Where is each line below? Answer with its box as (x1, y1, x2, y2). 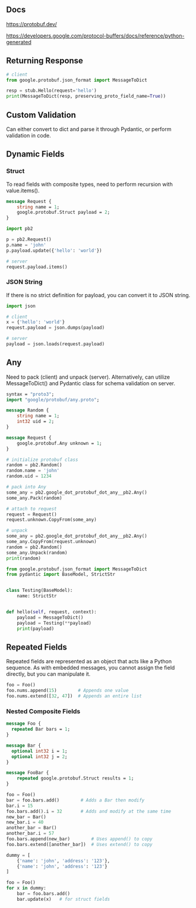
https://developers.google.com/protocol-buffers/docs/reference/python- (6, 32, 185, 39)
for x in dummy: (6, 885, 46, 891)
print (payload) (17, 625, 55, 632)
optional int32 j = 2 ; (11, 753, 68, 760)
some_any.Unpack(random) (6, 550, 68, 556)
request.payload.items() (6, 264, 68, 270)
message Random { (6, 407, 49, 413)
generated (6, 38, 31, 45)
